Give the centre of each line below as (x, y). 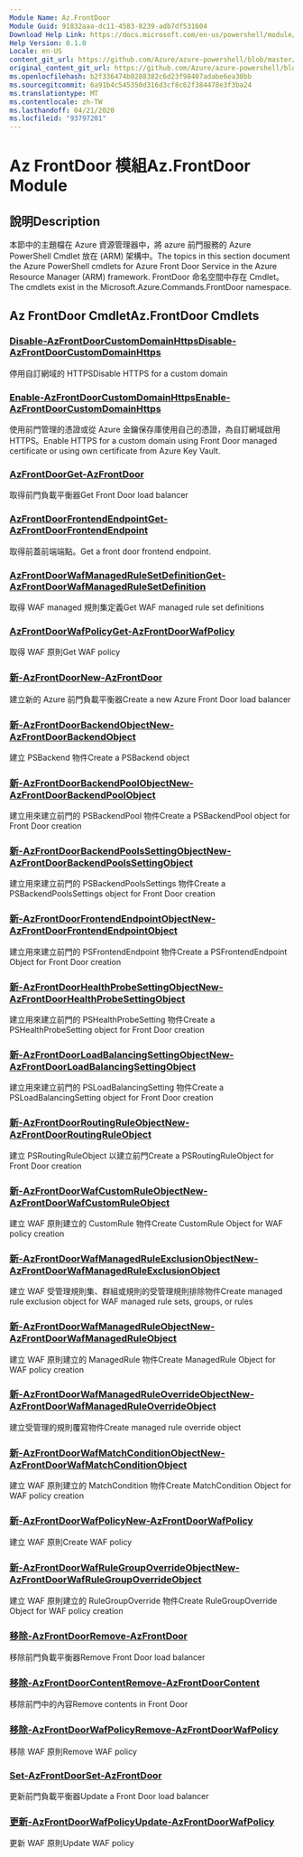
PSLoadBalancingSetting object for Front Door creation (111, 1098)
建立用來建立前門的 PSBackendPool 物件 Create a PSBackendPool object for (150, 816)
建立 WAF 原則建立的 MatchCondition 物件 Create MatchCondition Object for (150, 1486)
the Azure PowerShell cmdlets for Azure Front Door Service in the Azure (143, 267)
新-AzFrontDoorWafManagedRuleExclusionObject (122, 1259)
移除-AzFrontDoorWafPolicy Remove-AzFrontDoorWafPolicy (144, 1730)
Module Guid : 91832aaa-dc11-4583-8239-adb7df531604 (108, 26)
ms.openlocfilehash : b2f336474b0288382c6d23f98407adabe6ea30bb (131, 77)
